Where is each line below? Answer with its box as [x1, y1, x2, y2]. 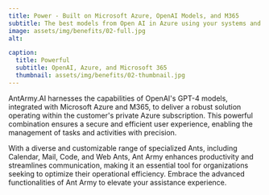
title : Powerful [15, 56, 70, 64]
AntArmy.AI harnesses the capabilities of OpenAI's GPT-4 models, [8, 93, 228, 103]
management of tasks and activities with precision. [8, 127, 177, 137]
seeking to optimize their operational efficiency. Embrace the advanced [8, 168, 246, 178]
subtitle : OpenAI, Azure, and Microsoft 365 [15, 64, 168, 73]
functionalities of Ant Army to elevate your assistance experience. [8, 177, 227, 187]
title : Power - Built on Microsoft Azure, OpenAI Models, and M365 [8, 11, 240, 20]
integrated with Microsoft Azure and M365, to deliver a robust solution [8, 102, 242, 111]
